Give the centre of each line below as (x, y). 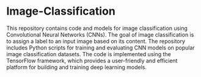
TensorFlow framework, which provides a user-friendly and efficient (92, 61)
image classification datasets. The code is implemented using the (89, 54)
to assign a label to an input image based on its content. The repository (96, 41)
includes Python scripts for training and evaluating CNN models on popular (101, 48)
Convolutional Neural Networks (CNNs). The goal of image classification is (100, 34)
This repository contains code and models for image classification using (97, 28)
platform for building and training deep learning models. (76, 67)
